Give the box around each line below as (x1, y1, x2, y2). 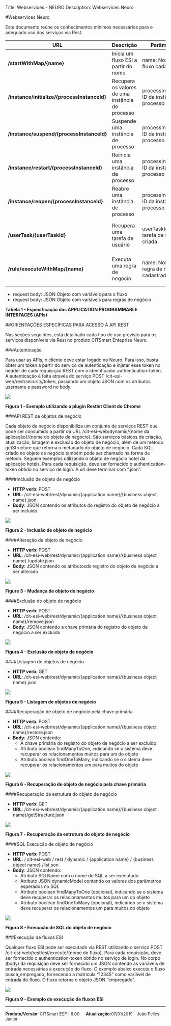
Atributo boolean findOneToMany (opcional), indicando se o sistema (20, 900, 163, 906)
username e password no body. (5, 384, 72, 390)
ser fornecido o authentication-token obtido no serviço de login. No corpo (5, 955, 161, 961)
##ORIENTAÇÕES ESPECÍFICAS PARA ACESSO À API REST (5, 322, 129, 328)
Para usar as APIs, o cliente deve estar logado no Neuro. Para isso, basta (5, 357, 159, 363)
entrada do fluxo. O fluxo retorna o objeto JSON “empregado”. (5, 977, 136, 983)
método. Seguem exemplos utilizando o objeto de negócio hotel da (5, 455, 146, 462)
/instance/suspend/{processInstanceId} (8, 130, 107, 137)
